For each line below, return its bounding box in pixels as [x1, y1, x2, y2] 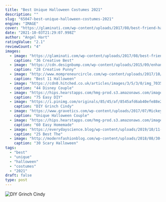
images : [5, 49, 21, 53]
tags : [5, 146, 16, 151]
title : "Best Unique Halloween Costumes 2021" [5, 7, 103, 12]
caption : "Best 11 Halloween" [14, 76, 77, 81]
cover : [5, 26, 19, 31]
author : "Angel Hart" [5, 35, 50, 40]
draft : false [5, 173, 32, 178]
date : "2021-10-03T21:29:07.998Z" [5, 30, 77, 35]
